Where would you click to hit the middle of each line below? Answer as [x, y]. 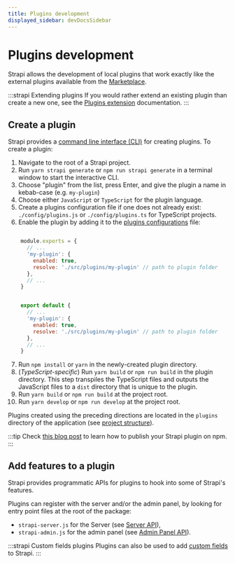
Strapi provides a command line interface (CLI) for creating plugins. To [109, 142]
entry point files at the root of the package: [70, 511]
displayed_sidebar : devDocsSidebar [60, 20]
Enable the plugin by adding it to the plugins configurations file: [109, 222]
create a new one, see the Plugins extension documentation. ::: [99, 103]
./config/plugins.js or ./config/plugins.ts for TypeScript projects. [117, 215]
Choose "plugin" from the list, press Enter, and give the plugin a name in [122, 185]
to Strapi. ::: [24, 553]
